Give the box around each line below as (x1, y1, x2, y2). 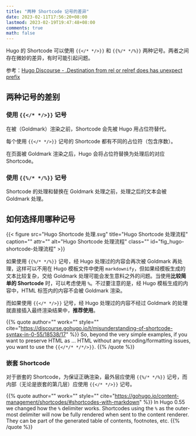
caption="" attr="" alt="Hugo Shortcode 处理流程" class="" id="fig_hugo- (6, 238, 184, 245)
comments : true (6, 25, 43, 31)
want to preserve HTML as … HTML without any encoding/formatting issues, (6, 337, 191, 344)
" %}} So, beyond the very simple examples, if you (66, 331, 188, 338)
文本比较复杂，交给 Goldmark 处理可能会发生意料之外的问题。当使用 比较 (6, 272, 181, 279)
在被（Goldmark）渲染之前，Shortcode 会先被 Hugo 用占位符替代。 (6, 125, 170, 132)
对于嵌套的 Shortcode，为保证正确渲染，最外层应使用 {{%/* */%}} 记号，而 (6, 373, 188, 380)
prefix (6, 74, 20, 81)
